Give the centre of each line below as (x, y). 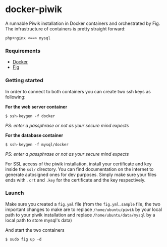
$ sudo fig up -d (23, 239)
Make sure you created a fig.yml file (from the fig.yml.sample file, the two (83, 204)
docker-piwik (34, 9)
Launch (15, 193)
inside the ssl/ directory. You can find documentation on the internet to (79, 169)
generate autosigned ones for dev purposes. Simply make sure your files (81, 174)
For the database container (34, 135)
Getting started (24, 81)
